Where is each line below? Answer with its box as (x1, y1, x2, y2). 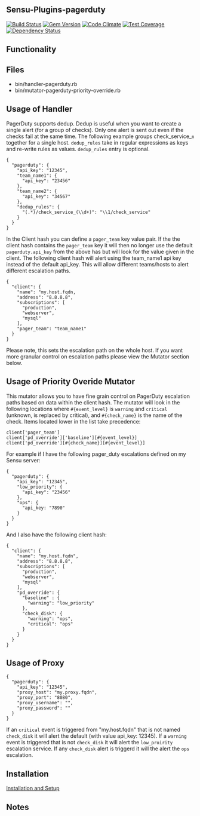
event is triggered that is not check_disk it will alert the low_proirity (6, 739, 173, 746)
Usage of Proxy (6, 658, 64, 668)
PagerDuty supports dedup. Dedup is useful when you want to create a (6, 119, 181, 127)
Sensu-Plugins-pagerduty (6, 5, 106, 15)
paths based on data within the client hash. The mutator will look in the (6, 398, 180, 406)
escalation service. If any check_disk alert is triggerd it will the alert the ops (6, 745, 190, 752)
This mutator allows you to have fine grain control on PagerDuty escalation (6, 392, 190, 400)
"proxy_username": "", (17, 700, 73, 706)
